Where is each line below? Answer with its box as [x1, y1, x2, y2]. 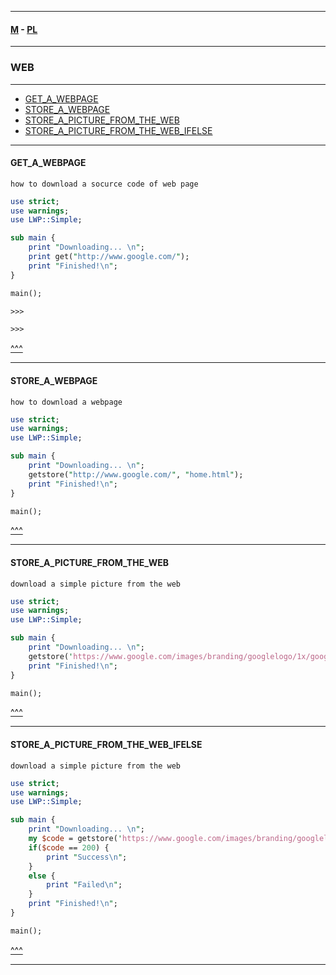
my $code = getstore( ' [28, 834, 123, 844]
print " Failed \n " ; [46, 880, 123, 890]
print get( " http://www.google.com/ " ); [28, 252, 190, 262]
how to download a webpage [10, 397, 123, 407]
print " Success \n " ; [46, 852, 128, 862]
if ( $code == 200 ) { [28, 842, 110, 853]
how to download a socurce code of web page [10, 179, 199, 189]
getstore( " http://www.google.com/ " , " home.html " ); [28, 469, 244, 480]
